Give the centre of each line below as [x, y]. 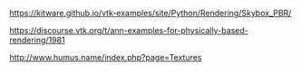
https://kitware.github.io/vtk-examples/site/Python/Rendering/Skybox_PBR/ [150, 13]
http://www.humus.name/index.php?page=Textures [106, 57]
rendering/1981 [37, 40]
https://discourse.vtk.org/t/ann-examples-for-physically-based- [129, 30]
